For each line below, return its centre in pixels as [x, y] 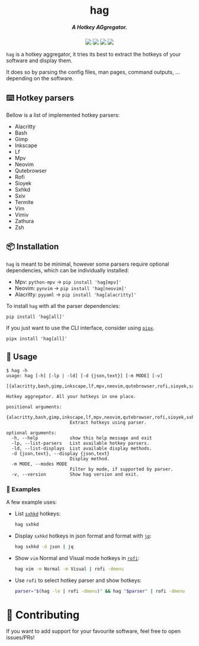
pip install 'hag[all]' [36, 317]
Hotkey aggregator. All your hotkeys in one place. [71, 396]
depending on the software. [40, 78]
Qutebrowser [31, 170]
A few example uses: [32, 502]
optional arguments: [32, 433]
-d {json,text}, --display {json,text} [61, 454]
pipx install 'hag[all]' [37, 339]
